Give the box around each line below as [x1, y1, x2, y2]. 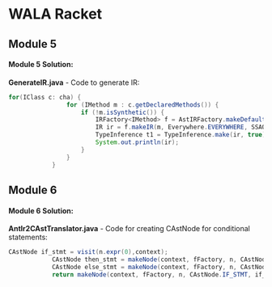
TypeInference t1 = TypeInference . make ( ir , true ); [95, 131, 270, 139]
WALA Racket [8, 5, 103, 23]
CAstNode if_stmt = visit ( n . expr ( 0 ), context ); [8, 248, 168, 256]
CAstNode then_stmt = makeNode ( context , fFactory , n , [51, 255, 237, 264]
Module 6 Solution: [8, 205, 74, 215]
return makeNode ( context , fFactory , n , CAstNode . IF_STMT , [51, 270, 252, 279]
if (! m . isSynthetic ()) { [80, 108, 164, 116]
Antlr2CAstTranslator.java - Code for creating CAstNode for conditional [8, 224, 251, 234]
